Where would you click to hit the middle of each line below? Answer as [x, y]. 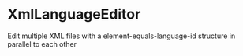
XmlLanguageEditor [74, 14]
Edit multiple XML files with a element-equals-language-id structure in [121, 36]
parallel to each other [42, 44]
